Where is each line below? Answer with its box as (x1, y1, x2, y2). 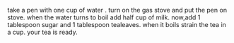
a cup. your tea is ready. (7, 28, 78, 36)
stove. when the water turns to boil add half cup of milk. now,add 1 (7, 13, 201, 21)
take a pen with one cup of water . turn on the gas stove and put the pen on (7, 6, 228, 14)
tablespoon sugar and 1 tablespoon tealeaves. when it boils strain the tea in (7, 21, 226, 28)
